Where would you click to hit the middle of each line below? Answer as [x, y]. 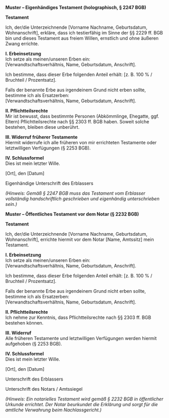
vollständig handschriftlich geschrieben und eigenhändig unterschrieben [82, 199]
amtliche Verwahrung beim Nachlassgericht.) [53, 410]
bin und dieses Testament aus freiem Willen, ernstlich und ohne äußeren [82, 38]
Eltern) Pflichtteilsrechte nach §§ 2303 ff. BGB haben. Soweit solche [77, 122]
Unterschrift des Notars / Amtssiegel [44, 389]
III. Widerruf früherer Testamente [42, 137]
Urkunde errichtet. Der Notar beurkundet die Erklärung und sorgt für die [82, 404]
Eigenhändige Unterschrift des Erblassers [49, 183]
